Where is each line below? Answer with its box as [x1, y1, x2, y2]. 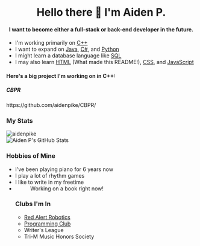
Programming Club [23, 220, 71, 227]
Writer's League [23, 226, 64, 233]
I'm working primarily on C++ [14, 39, 88, 47]
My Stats [6, 116, 33, 125]
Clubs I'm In [14, 199, 51, 208]
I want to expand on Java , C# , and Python [14, 45, 119, 53]
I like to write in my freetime [14, 178, 84, 186]
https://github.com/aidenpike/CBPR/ [6, 101, 96, 108]
